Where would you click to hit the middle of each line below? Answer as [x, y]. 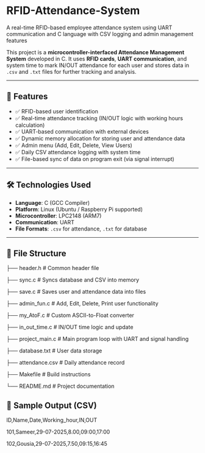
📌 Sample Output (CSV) [52, 405]
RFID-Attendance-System [73, 11]
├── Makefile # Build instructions [49, 374]
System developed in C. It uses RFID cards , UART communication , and [97, 59]
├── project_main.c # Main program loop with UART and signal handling [98, 339]
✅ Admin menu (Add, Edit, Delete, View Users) [74, 145]
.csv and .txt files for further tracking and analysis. [71, 71]
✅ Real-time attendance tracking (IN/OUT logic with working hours [99, 118]
